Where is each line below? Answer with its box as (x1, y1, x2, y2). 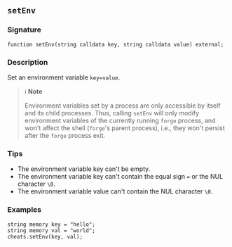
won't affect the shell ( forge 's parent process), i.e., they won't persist (24, 123, 226, 132)
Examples (7, 205, 42, 215)
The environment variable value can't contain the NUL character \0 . (17, 187, 213, 196)
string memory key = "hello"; (7, 221, 96, 228)
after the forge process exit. (24, 131, 106, 139)
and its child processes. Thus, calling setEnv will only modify (24, 108, 200, 117)
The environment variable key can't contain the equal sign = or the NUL (17, 172, 224, 181)
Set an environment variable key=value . (7, 73, 121, 82)
